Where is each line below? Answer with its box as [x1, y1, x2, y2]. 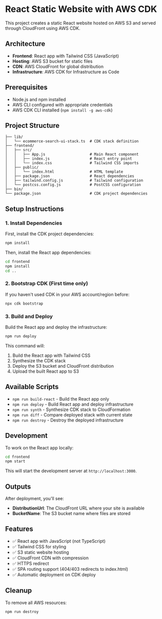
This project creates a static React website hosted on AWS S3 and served [5, 20, 156, 26]
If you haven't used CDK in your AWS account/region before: [5, 291, 130, 297]
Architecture [5, 40, 46, 48]
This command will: [5, 342, 45, 349]
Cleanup [5, 586, 32, 595]
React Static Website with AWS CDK [5, 3, 158, 15]
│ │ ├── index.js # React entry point [5, 156, 133, 161]
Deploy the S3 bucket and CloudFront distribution [12, 363, 114, 369]
